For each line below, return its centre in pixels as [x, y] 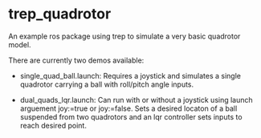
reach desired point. [53, 125]
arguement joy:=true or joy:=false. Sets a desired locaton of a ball [128, 108]
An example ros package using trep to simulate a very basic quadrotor [124, 36]
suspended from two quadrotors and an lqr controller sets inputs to [131, 116]
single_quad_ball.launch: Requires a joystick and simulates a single [130, 75]
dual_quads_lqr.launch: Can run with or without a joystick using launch [136, 99]
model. [20, 44]
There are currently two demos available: [76, 60]
